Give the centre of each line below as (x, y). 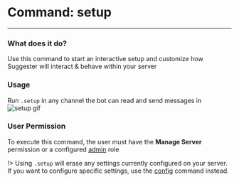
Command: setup (60, 12)
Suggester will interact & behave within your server (82, 66)
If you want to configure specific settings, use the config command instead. (118, 171)
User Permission (37, 127)
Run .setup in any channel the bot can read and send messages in (105, 100)
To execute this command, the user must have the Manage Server (105, 141)
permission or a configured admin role (63, 149)
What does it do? (37, 43)
